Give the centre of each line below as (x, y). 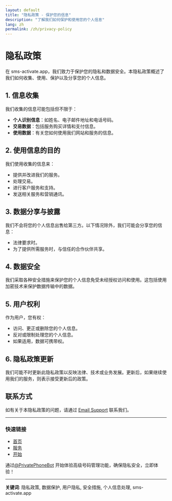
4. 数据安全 (23, 266)
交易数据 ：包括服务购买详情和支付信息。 (55, 126)
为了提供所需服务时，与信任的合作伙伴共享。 (60, 249)
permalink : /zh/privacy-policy (39, 29)
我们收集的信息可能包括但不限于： (41, 109)
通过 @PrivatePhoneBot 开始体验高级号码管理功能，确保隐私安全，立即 (80, 465)
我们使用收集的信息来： (30, 164)
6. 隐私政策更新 (29, 359)
